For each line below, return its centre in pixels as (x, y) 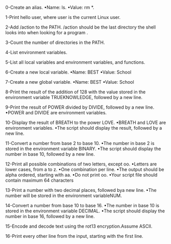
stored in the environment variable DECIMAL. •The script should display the (85, 211)
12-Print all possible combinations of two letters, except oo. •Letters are (81, 164)
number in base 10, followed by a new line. (50, 154)
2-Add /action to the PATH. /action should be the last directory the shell (81, 27)
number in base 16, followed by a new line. (50, 216)
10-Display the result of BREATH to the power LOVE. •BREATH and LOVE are (86, 123)
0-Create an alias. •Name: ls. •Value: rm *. (50, 7)
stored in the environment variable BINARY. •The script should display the (83, 149)
